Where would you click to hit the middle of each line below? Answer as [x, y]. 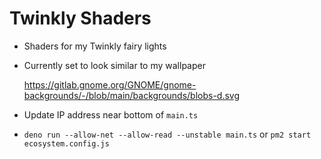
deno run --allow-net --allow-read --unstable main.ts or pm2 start [167, 134]
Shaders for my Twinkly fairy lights [95, 46]
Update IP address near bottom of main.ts [111, 114]
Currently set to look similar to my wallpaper [114, 65]
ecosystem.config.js [66, 143]
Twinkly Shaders [80, 18]
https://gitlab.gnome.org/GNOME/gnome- [110, 84]
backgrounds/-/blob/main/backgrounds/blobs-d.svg [132, 95]
